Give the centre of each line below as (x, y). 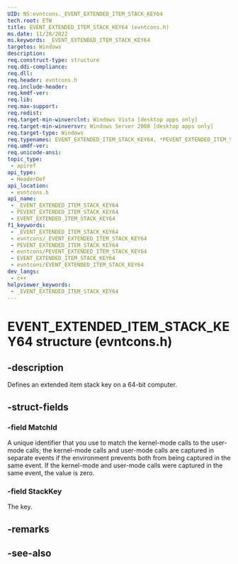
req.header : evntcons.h (42, 80)
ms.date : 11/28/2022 (38, 34)
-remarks (28, 529)
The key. (20, 507)
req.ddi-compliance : (38, 67)
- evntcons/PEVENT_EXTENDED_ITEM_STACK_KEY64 (79, 252)
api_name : (22, 199)
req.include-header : (38, 87)
